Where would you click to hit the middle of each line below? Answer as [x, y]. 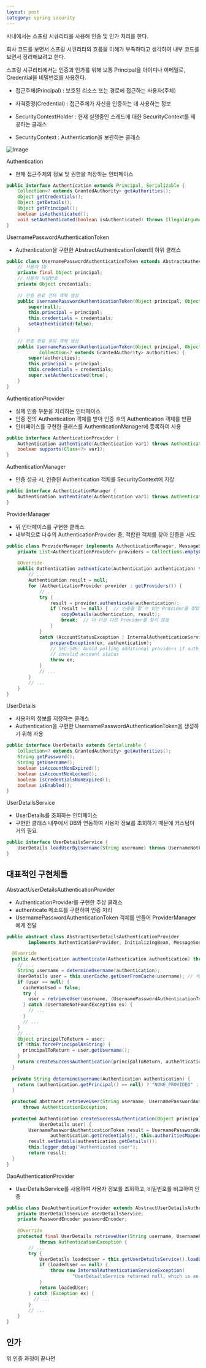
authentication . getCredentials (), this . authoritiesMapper [126, 1136]
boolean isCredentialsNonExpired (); [64, 780]
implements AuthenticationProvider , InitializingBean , [100, 942]
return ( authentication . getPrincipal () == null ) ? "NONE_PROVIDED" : [108, 1085]
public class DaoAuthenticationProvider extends [70, 1208]
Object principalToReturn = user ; [61, 1039]
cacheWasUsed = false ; [51, 987]
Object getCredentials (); [51, 197]
